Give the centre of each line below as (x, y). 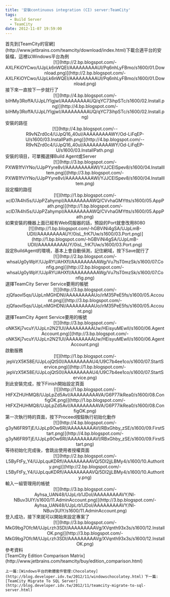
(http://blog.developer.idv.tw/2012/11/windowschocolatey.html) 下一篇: (82, 577)
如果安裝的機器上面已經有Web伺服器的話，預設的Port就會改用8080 (75, 223)
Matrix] (77, 556)
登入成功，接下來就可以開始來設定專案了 (47, 517)
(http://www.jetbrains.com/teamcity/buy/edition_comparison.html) (74, 561)
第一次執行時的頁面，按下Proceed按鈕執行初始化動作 (61, 417)
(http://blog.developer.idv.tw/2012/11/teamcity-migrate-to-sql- (75, 586)
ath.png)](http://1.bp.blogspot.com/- (85, 206)
